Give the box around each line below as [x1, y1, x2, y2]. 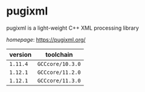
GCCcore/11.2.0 [37, 68, 81, 76]
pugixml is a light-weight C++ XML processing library [6, 24, 139, 31]
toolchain [45, 50, 74, 59]
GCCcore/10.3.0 [37, 61, 81, 67]
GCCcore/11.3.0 [37, 77, 81, 84]
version [9, 50, 32, 59]
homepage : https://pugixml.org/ [6, 36, 86, 43]
